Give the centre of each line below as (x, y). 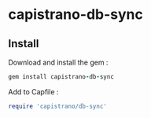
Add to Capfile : (33, 91)
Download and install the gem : (58, 62)
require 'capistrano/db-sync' (58, 106)
